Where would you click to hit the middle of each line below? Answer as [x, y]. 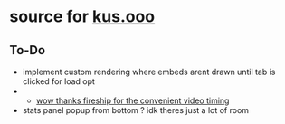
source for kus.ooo [82, 17]
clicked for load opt [58, 81]
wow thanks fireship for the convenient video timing [133, 100]
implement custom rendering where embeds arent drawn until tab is [149, 72]
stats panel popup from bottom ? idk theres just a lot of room [136, 110]
